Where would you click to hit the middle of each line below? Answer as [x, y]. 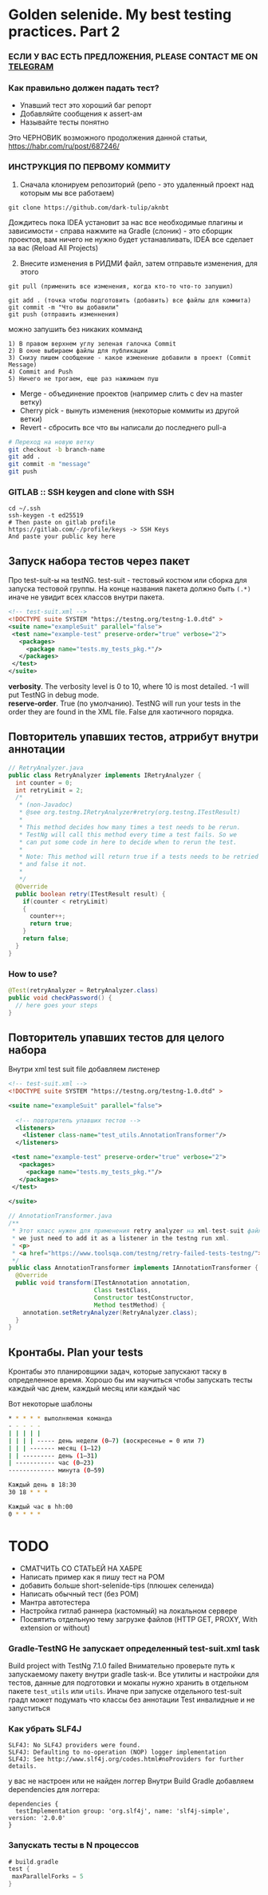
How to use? [33, 974]
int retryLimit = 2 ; [49, 790]
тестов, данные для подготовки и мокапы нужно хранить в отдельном [128, 1683]
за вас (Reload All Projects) [53, 247]
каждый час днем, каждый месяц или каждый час [95, 1389]
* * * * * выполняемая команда [60, 1418]
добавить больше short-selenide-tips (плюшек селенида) [117, 1585]
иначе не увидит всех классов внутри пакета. [87, 597]
